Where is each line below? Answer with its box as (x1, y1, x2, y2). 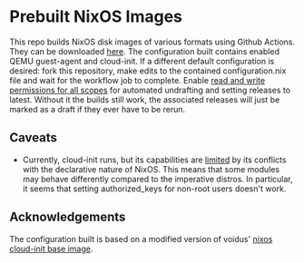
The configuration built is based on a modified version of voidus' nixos (9, 233, 273, 244)
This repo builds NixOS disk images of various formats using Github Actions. (9, 36, 296, 47)
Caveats (9, 130, 57, 146)
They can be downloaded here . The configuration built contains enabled (9, 45, 279, 56)
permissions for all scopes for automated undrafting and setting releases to (9, 84, 291, 95)
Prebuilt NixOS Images (9, 6, 183, 27)
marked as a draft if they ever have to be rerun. (9, 103, 186, 114)
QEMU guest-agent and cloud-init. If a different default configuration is (9, 55, 275, 66)
